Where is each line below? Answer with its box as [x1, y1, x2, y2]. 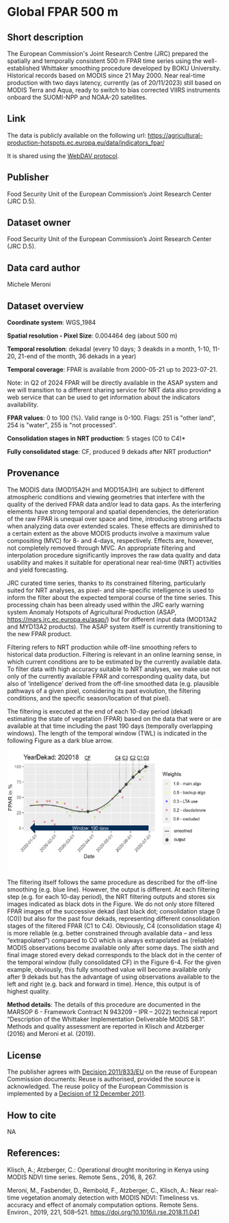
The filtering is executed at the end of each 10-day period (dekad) [7, 707, 193, 716]
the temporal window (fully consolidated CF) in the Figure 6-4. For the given [7, 958, 221, 966]
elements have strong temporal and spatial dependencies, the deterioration [7, 507, 219, 516]
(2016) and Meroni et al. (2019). [7, 1030, 96, 1038]
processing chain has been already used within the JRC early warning [7, 601, 204, 609]
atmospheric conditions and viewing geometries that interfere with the [7, 492, 205, 501]
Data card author [7, 262, 81, 274]
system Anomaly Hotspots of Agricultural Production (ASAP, [7, 607, 176, 616]
